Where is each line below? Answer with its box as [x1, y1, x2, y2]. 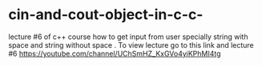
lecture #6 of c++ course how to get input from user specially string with [8, 32, 248, 41]
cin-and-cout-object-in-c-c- [8, 6, 204, 24]
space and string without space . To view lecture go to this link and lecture [8, 40, 254, 49]
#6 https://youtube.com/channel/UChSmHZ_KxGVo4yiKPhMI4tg [8, 49, 222, 58]
